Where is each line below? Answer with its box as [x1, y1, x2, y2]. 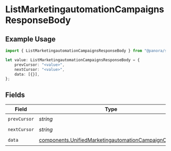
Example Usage [5, 35, 56, 43]
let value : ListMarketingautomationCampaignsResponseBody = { [5, 57, 140, 62]
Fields [5, 90, 25, 99]
